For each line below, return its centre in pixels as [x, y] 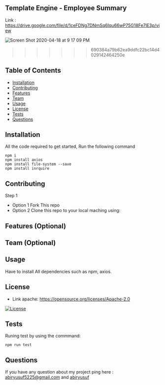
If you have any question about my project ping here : [59, 372]
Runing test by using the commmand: [43, 336]
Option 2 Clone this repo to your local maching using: [66, 211]
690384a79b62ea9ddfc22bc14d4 [125, 49]
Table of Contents [33, 70]
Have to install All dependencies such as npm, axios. [58, 271]
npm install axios [24, 160]
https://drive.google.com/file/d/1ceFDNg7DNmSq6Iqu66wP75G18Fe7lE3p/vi [82, 25]
